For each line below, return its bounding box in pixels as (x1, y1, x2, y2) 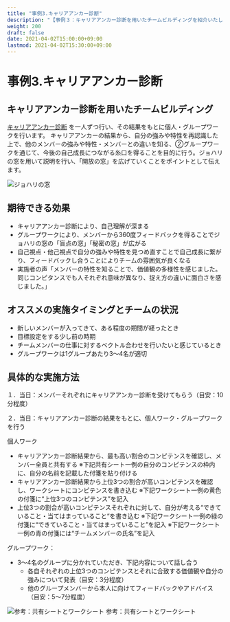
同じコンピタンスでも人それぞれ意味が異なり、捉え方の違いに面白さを (16, 273, 216, 282)
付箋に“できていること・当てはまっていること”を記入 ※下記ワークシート (16, 520, 220, 529)
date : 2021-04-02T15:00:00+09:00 (7, 36, 103, 43)
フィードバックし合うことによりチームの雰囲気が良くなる (29, 256, 192, 265)
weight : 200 (7, 23, 41, 30)
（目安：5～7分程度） (27, 592, 89, 601)
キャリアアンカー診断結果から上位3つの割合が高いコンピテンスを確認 (16, 478, 214, 486)
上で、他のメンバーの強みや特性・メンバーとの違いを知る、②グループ (7, 140, 207, 148)
